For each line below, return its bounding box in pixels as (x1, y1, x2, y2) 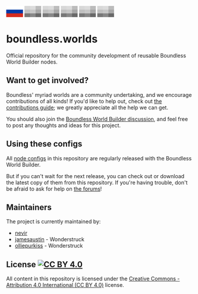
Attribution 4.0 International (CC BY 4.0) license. (6, 282, 124, 289)
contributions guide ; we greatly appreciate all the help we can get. (6, 104, 168, 111)
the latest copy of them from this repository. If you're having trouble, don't (6, 179, 188, 186)
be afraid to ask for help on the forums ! (6, 185, 102, 192)
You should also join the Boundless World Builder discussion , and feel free (6, 115, 188, 122)
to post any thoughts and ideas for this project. (6, 122, 121, 129)
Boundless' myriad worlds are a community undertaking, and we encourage (6, 91, 192, 98)
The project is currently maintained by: (6, 218, 101, 225)
